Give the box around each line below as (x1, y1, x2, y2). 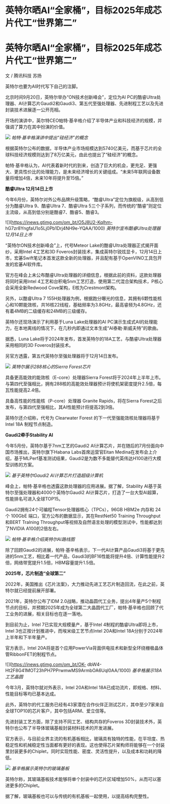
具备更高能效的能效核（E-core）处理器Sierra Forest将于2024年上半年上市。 (5, 375, 163, 381)
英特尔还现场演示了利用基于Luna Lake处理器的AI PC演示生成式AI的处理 (5, 319, 153, 325)
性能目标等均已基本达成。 (5, 691, 59, 697)
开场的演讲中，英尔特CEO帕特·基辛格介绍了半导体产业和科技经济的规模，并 (5, 117, 162, 124)
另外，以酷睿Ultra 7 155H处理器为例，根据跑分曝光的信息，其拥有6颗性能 (5, 295, 158, 301)
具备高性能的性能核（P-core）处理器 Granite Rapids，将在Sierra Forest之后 (5, 398, 162, 404)
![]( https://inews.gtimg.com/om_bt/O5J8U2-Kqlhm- (5, 219, 113, 226)
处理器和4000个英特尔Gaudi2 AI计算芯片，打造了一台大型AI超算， (22, 489, 161, 496)
